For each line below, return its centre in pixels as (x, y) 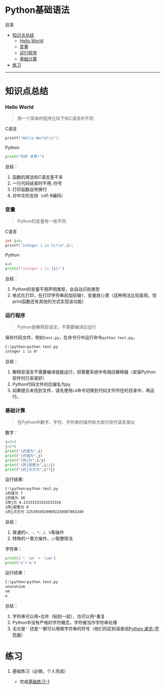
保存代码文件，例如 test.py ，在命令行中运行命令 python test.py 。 (71, 337)
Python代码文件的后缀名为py (41, 384)
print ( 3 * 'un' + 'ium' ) (30, 558)
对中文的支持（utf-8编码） (39, 196)
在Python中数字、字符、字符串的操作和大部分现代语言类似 (76, 422)
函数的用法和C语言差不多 (38, 177)
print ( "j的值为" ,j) (24, 456)
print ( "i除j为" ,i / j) (25, 460)
